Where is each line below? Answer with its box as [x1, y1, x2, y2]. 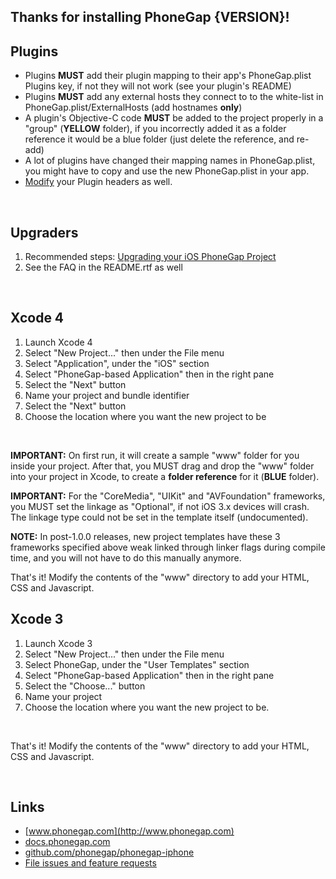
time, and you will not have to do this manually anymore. [10, 551, 242, 564]
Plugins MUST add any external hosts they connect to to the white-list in [24, 91, 324, 103]
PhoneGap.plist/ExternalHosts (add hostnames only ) [24, 101, 243, 114]
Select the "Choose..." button [24, 680, 146, 692]
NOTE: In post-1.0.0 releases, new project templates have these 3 [10, 530, 281, 542]
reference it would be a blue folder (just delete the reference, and [24, 133, 295, 145]
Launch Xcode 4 [24, 336, 93, 348]
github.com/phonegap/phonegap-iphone [24, 846, 195, 859]
